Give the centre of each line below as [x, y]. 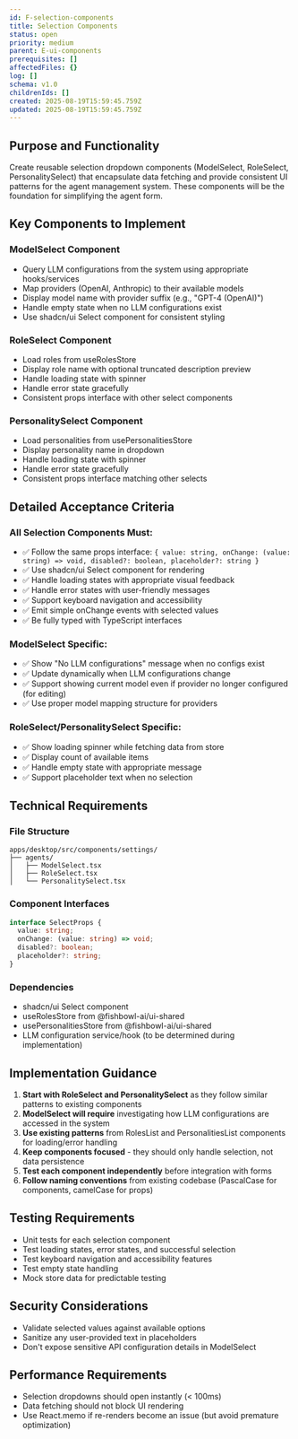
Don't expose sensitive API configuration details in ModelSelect [139, 1347]
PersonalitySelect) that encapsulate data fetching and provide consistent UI [149, 177]
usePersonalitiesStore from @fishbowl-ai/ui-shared [117, 1026]
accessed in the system [66, 1123]
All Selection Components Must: [81, 532]
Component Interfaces [60, 904]
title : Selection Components [64, 26]
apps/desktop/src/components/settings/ [84, 850]
